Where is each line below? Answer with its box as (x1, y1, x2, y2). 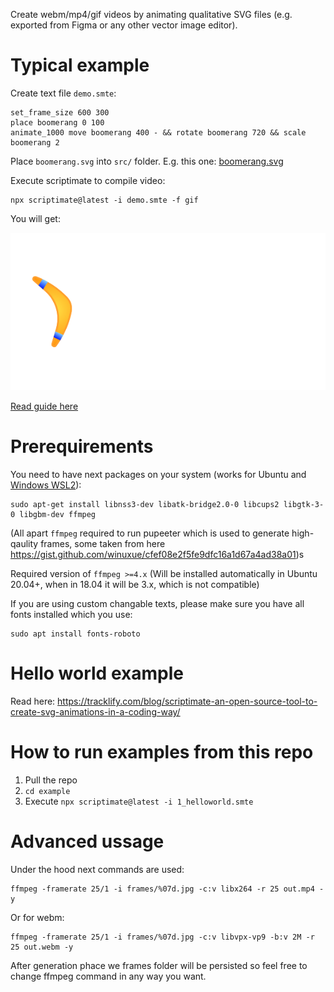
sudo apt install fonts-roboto (10, 629, 141, 639)
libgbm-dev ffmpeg (19, 509, 97, 519)
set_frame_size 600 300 (10, 107, 110, 118)
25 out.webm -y (10, 942, 74, 952)
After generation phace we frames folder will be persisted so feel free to (10, 959, 308, 971)
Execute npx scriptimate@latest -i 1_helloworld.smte (24, 795, 254, 807)
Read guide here (10, 400, 79, 412)
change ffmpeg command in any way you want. (10, 970, 207, 982)
